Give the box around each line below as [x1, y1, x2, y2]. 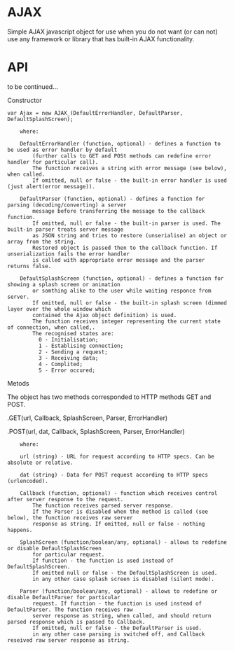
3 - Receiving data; [38, 354, 99, 361]
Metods [7, 379, 29, 387]
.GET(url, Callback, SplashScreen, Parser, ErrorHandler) [7, 414, 168, 422]
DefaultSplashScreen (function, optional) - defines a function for [20, 274, 224, 282]
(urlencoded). [7, 477, 49, 484]
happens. [7, 526, 33, 533]
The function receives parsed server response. [32, 502, 174, 509]
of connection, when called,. [7, 323, 96, 331]
